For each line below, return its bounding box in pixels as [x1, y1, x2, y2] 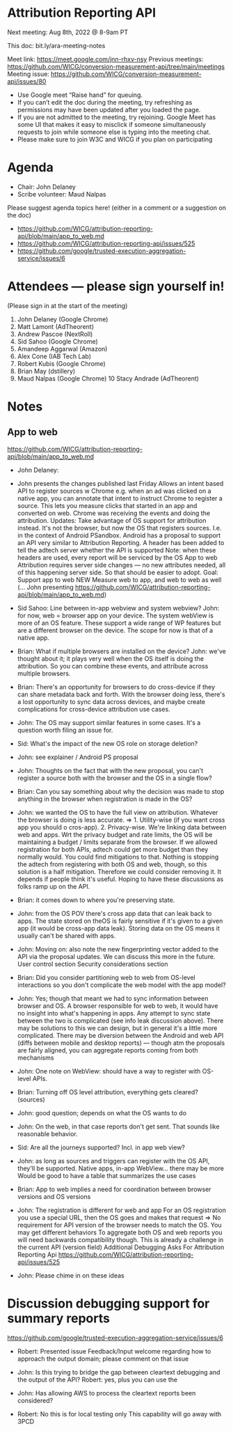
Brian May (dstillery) [17, 367, 76, 375]
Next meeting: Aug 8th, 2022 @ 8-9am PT [7, 28, 129, 36]
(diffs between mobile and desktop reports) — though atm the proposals [17, 1039, 225, 1047]
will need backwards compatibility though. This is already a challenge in [17, 1235, 224, 1243]
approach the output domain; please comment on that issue [17, 1354, 189, 1363]
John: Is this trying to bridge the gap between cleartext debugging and [17, 1368, 220, 1376]
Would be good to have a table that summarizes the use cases [17, 1171, 196, 1179]
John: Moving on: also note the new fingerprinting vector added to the [17, 944, 219, 953]
